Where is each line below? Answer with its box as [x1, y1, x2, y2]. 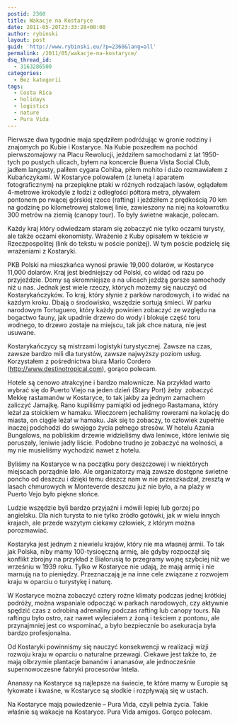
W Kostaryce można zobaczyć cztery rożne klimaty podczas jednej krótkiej [7, 591, 226, 599]
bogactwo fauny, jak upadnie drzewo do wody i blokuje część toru [7, 313, 201, 321]
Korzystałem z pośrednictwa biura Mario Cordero [7, 357, 151, 365]
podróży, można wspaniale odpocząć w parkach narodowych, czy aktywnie [7, 598, 229, 607]
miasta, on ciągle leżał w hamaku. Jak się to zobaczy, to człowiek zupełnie [7, 416, 224, 424]
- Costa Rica [13, 89, 52, 96]
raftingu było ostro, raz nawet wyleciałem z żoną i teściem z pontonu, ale [7, 613, 220, 622]
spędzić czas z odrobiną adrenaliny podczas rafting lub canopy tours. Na [7, 606, 221, 615]
